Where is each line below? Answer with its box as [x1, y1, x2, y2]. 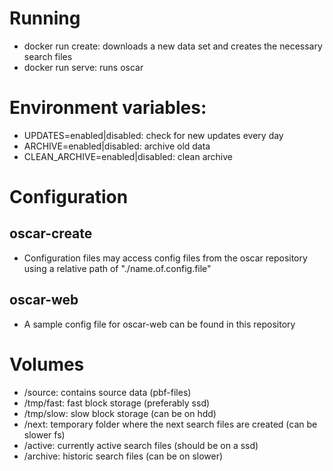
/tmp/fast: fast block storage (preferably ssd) [23, 397, 211, 409]
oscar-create [9, 225, 93, 242]
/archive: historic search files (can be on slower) [23, 450, 224, 462]
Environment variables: [9, 97, 207, 119]
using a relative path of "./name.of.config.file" [23, 262, 212, 274]
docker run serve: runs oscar [23, 61, 144, 73]
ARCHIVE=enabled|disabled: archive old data [23, 140, 211, 152]
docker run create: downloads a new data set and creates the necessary [23, 40, 323, 52]
